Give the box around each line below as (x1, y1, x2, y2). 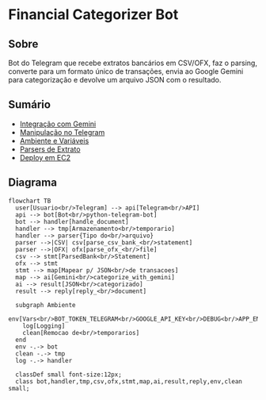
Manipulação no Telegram (19, 127, 105, 137)
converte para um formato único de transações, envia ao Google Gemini (8, 67, 244, 76)
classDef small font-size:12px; (15, 371, 123, 379)
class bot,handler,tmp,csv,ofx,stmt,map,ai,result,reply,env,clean (15, 377, 243, 386)
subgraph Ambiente (15, 301, 77, 309)
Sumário (8, 98, 51, 112)
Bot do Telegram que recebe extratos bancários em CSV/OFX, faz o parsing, (8, 58, 257, 67)
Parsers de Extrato (19, 144, 81, 154)
